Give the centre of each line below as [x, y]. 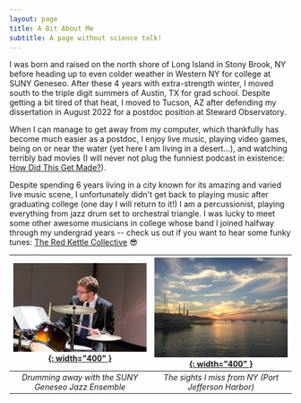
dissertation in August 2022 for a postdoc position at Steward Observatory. [148, 112]
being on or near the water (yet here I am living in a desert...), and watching [149, 149]
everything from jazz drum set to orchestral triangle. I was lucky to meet [142, 214]
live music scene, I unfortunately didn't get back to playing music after [139, 195]
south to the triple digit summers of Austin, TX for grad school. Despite [140, 93]
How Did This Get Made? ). [58, 168]
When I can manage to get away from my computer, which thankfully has [144, 129]
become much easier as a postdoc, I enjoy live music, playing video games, [149, 139]
